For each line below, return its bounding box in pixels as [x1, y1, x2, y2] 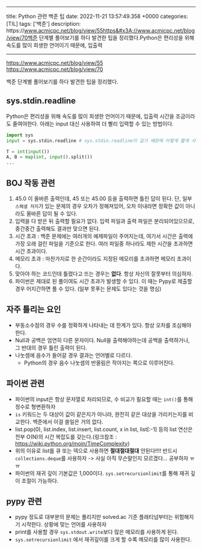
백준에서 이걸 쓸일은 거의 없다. [32, 418, 103, 425]
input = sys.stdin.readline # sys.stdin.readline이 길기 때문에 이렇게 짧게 [6, 138, 189, 144]
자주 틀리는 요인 [6, 304, 61, 314]
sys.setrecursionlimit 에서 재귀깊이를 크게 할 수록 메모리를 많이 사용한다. [14, 536, 192, 543]
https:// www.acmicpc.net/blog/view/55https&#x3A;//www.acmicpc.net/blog [6, 27, 195, 34]
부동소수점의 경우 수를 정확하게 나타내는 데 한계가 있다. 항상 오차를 [14, 321, 171, 328]
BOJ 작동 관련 [6, 178, 55, 188]
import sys [6, 132, 34, 138]
